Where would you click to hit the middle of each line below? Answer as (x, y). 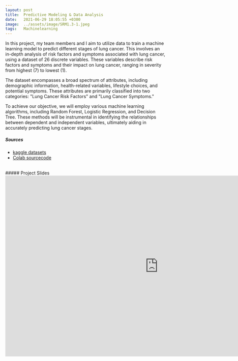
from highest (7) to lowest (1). (36, 70)
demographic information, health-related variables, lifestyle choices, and (81, 86)
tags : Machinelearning (32, 29)
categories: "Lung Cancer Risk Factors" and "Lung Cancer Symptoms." (80, 97)
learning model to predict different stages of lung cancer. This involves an (83, 49)
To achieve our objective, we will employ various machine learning (75, 106)
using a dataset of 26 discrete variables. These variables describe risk (79, 59)
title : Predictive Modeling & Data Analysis (54, 15)
